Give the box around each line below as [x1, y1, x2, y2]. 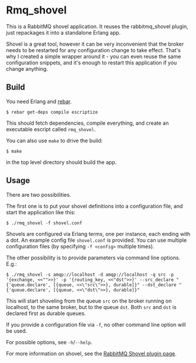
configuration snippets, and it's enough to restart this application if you [6, 59, 177, 66]
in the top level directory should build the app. [6, 159, 117, 166]
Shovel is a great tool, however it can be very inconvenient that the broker [6, 40, 184, 47]
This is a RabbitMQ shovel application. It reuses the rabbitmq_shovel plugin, [6, 23, 188, 30]
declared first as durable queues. [6, 310, 86, 317]
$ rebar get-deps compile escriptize [6, 109, 98, 115]
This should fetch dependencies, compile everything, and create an [6, 119, 169, 126]
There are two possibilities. [6, 191, 71, 198]
